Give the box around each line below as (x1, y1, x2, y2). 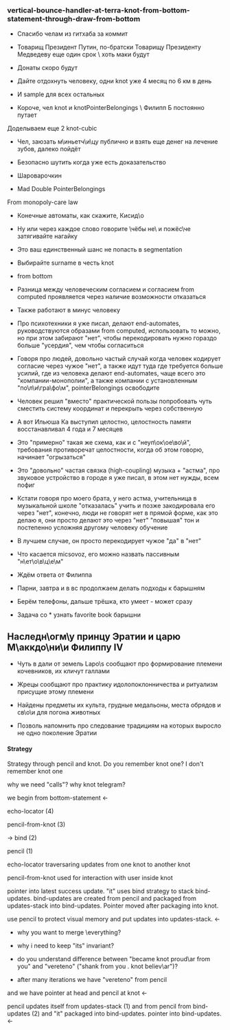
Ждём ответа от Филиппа (16, 571, 93, 579)
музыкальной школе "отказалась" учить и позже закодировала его (16, 501, 216, 510)
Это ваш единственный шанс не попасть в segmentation (16, 245, 183, 254)
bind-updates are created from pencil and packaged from (33, 895, 197, 903)
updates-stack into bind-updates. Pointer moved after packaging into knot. (7, 901, 219, 910)
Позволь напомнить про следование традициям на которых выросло (16, 721, 222, 730)
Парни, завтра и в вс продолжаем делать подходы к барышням (16, 584, 205, 593)
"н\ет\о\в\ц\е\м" (16, 558, 64, 566)
